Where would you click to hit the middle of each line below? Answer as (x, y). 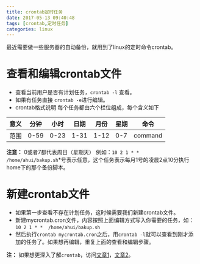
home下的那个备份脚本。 (37, 167)
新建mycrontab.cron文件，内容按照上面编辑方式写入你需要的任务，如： (104, 220)
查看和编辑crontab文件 (64, 74)
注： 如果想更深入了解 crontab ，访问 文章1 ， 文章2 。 (70, 255)
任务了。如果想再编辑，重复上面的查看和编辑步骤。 (90, 242)
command (148, 136)
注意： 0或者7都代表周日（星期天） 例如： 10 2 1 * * (73, 152)
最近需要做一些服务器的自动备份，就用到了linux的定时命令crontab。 (91, 47)
